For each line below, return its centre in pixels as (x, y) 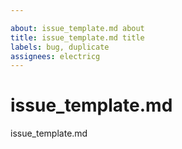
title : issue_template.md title (77, 37)
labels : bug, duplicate (60, 47)
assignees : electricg (55, 56)
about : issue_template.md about (77, 28)
